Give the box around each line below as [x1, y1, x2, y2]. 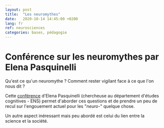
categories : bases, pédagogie [5, 30, 67, 35]
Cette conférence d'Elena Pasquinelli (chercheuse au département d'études [5, 93, 159, 98]
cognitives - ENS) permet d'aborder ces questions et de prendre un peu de [5, 98, 158, 104]
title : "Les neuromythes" [5, 12, 61, 17]
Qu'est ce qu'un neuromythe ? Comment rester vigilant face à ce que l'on [5, 78, 154, 84]
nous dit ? [5, 83, 25, 89]
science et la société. [5, 118, 48, 124]
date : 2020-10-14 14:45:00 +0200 [5, 16, 78, 21]
